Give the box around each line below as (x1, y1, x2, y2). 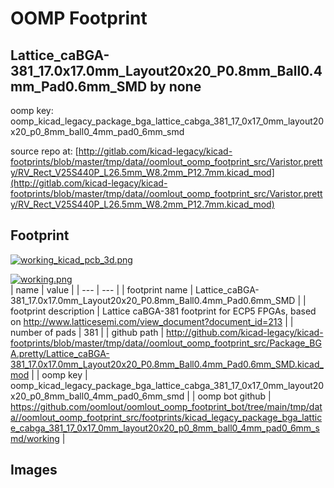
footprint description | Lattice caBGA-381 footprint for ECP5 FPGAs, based (10, 305, 317, 317)
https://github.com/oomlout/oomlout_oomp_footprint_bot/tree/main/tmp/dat (10, 400, 323, 412)
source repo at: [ (10, 145, 79, 157)
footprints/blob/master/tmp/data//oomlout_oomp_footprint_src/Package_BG (10, 337, 322, 349)
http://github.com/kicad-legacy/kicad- (166, 326, 324, 338)
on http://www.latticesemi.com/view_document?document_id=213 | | (10, 315, 294, 327)
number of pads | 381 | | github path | (10, 326, 165, 338)
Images (10, 462, 58, 479)
